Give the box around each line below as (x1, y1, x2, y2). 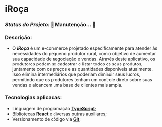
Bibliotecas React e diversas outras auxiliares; (12, 111, 107, 117)
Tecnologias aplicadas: (5, 95, 62, 101)
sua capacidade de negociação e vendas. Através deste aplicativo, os (12, 56, 155, 62)
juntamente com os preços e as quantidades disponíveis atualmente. (12, 66, 153, 72)
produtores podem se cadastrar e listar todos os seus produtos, (12, 61, 143, 67)
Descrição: (5, 34, 32, 41)
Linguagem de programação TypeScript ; (12, 105, 97, 111)
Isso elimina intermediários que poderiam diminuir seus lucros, (12, 71, 140, 77)
